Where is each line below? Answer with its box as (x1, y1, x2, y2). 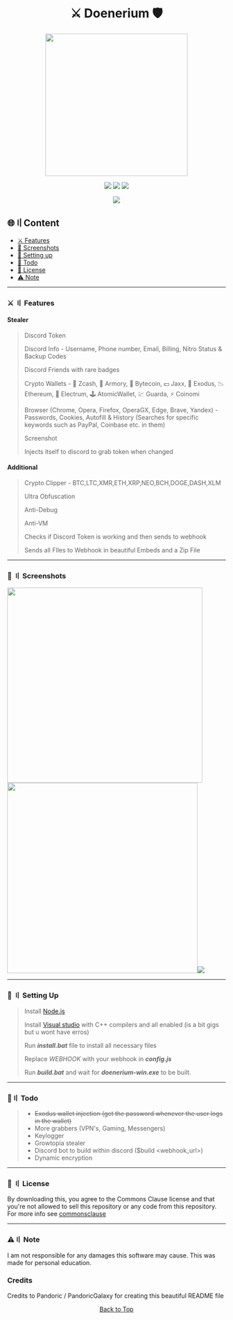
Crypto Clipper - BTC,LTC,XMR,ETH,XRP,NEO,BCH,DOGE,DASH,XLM (24, 479, 221, 487)
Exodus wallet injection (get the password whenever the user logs (34, 1109, 223, 1117)
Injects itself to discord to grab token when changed (24, 447, 173, 455)
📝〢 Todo (7, 1093, 38, 1103)
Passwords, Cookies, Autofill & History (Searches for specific (24, 413, 199, 421)
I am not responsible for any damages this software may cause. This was (7, 1251, 216, 1260)
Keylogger (34, 1131, 64, 1140)
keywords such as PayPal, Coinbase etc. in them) (24, 421, 166, 429)
